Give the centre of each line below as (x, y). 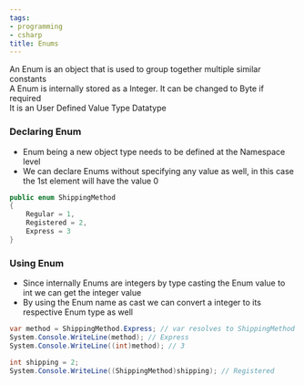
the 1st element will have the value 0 (91, 181)
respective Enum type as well (78, 312)
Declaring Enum (46, 131)
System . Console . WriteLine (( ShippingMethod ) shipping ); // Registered (142, 370)
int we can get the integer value (82, 293)
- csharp (26, 35)
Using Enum (37, 263)
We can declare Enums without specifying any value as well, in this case (158, 171)
